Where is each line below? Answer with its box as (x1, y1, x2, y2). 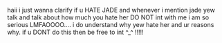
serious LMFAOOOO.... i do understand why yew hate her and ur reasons (7, 21, 214, 28)
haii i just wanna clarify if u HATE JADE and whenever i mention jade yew (7, 6, 216, 14)
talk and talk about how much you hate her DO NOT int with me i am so (7, 13, 210, 21)
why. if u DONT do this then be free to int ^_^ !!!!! (7, 28, 144, 36)
